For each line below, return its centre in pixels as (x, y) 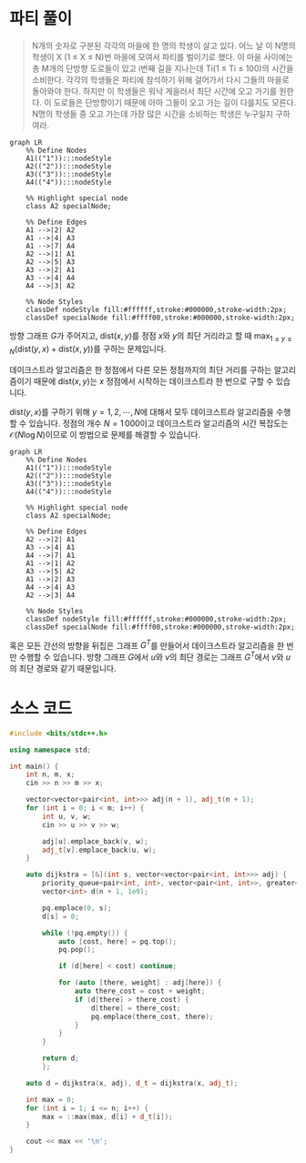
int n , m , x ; (51, 774)
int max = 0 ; (51, 1099)
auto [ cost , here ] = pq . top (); (117, 941)
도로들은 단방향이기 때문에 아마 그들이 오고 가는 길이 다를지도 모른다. (175, 102)
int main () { (34, 766)
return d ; (61, 1058)
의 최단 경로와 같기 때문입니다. (63, 668)
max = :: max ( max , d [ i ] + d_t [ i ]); (107, 1117)
